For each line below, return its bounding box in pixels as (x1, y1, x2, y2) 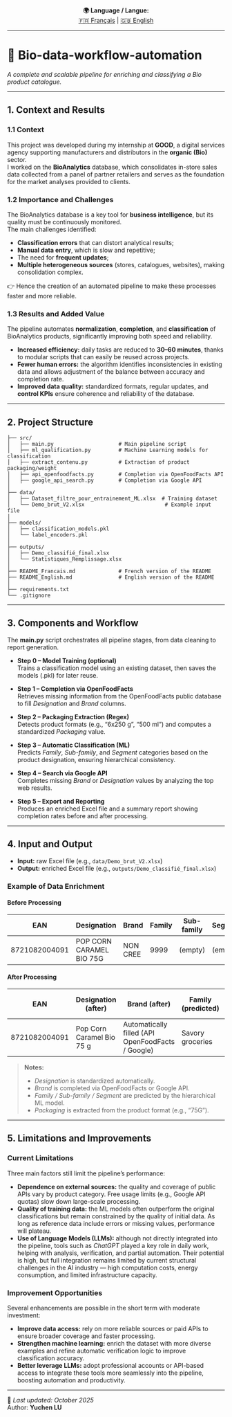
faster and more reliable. (7, 291, 77, 300)
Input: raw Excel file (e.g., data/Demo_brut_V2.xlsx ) (17, 856, 163, 865)
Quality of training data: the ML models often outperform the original (17, 1204, 215, 1213)
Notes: (23, 1063, 44, 1072)
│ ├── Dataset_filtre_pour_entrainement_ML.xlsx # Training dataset (7, 495, 217, 503)
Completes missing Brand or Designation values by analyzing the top (17, 776, 214, 784)
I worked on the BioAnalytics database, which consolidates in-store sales (7, 163, 217, 171)
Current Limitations (7, 1153, 74, 1163)
